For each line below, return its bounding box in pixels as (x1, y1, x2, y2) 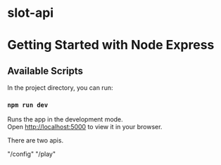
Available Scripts (7, 65, 83, 77)
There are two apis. (7, 136, 64, 145)
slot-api (7, 5, 54, 21)
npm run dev (7, 101, 49, 110)
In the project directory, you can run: (7, 84, 113, 92)
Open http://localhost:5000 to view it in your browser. (7, 123, 163, 131)
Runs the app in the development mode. (7, 115, 123, 124)
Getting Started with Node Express (7, 37, 215, 53)
